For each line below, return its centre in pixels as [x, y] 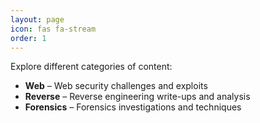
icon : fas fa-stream [53, 29]
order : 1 [28, 38]
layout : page [37, 19]
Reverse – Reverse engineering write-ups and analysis [137, 97]
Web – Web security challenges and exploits [116, 86]
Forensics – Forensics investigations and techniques [133, 107]
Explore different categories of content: [91, 67]
